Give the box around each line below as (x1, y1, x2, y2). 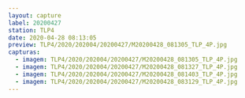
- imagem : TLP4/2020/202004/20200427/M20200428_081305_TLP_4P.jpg (15, 56, 238, 64)
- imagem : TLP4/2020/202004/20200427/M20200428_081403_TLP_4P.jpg (15, 70, 238, 78)
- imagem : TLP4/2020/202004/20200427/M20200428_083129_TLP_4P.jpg (15, 77, 238, 85)
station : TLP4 (8, 26, 55, 34)
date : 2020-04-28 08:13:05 (8, 33, 97, 42)
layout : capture (8, 11, 61, 20)
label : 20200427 (8, 19, 61, 27)
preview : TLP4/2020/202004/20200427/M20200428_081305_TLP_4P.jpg (8, 41, 227, 49)
